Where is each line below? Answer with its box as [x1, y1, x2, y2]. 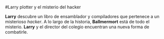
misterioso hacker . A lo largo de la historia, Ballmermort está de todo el [5, 19, 150, 24]
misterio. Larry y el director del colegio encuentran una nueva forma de [5, 24, 149, 30]
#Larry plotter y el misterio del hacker [5, 4, 81, 10]
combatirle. [5, 29, 28, 35]
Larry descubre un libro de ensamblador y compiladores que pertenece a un [5, 14, 160, 19]
